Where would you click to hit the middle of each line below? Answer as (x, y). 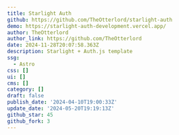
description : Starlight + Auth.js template (70, 52)
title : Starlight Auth (39, 13)
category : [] (26, 89)
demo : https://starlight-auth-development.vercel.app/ (87, 26)
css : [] (18, 70)
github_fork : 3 (29, 121)
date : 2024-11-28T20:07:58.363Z (53, 45)
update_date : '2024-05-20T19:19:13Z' (61, 108)
